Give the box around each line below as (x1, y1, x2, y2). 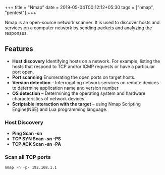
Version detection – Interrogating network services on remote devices (12, 79, 159, 85)
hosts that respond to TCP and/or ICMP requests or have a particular (12, 63, 155, 70)
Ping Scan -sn (12, 131, 42, 137)
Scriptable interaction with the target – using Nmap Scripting (12, 101, 141, 107)
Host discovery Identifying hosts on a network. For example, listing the (12, 58, 160, 64)
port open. (12, 69, 34, 75)
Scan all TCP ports (5, 154, 51, 161)
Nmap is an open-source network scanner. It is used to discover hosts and (5, 20, 160, 25)
